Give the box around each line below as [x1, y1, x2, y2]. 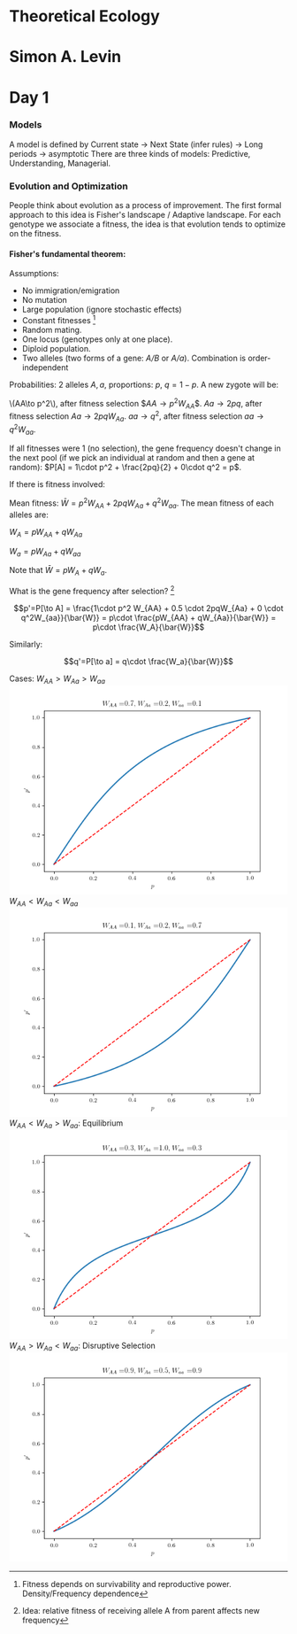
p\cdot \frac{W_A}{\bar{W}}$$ [92, 622, 205, 632]
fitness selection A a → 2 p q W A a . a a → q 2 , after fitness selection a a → [9, 409, 264, 423]
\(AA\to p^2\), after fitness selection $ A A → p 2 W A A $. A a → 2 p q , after [9, 397, 263, 411]
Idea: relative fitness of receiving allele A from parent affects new [21, 1606, 261, 1616]
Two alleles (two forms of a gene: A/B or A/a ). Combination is [21, 352, 247, 364]
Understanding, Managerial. [9, 158, 111, 168]
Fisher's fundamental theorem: [9, 248, 126, 259]
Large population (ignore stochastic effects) [21, 304, 183, 315]
